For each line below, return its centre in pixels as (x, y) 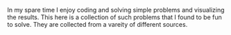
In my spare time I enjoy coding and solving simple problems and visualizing (116, 10)
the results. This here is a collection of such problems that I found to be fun (114, 17)
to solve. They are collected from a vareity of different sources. (97, 24)
